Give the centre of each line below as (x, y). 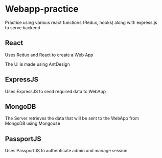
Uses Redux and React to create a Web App (49, 55)
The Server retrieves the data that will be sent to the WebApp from (72, 118)
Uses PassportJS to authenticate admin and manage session (66, 151)
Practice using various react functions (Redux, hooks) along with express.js (81, 22)
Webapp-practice (42, 9)
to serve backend (23, 27)
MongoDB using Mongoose (33, 123)
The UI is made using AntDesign (37, 64)
